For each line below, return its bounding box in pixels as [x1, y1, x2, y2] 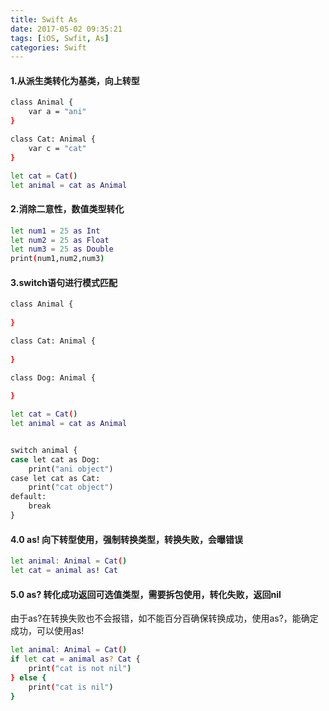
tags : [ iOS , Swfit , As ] [10, 33, 110, 43]
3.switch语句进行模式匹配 [10, 276, 118, 288]
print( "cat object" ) [28, 482, 114, 493]
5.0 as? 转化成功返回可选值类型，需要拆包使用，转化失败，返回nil [10, 588, 282, 600]
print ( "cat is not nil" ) [28, 663, 132, 673]
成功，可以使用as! [10, 625, 85, 637]
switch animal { [10, 445, 78, 455]
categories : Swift [10, 42, 87, 53]
